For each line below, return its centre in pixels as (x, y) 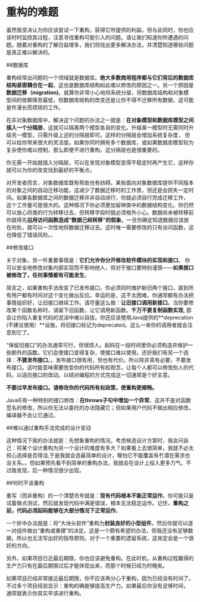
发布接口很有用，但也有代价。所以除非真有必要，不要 (121, 360)
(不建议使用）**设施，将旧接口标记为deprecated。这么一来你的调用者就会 (97, 325)
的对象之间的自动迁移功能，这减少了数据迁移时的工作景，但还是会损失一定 (97, 190)
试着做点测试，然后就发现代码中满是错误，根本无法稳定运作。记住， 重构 (95, 503)
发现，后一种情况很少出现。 (50, 470)
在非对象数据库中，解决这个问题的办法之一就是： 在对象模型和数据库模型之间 (100, 120)
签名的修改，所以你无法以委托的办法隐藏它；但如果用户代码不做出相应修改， (100, 407)
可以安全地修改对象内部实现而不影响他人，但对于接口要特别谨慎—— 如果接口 (100, 267)
